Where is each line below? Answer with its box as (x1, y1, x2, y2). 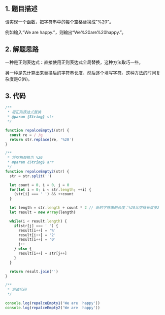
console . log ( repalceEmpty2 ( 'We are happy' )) (5, 305, 100, 310)
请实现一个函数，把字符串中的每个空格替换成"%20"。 (5, 19, 114, 25)
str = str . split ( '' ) (9, 174, 52, 179)
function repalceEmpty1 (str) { (5, 128, 69, 133)
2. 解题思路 (5, 45, 39, 53)
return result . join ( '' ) (9, 269, 58, 274)
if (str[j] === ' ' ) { (14, 223, 58, 228)
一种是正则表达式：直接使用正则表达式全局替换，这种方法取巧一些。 (5, 59, 143, 65)
